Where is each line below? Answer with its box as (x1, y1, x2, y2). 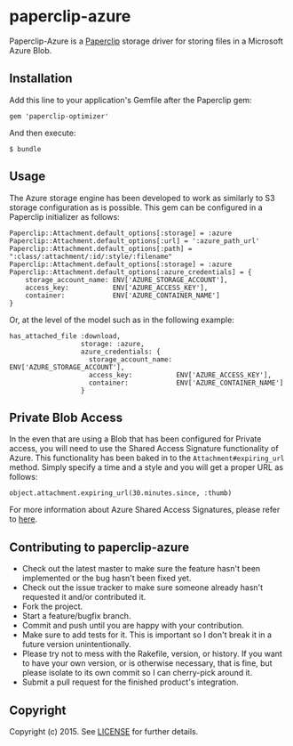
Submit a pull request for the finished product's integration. (21, 677, 239, 687)
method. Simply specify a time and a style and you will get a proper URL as (9, 462, 284, 473)
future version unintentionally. (21, 639, 131, 650)
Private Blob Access (9, 409, 123, 425)
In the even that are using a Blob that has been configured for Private (9, 434, 262, 444)
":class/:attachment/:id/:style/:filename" (9, 252, 173, 261)
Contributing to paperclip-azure (9, 539, 189, 555)
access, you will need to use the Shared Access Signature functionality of (9, 443, 279, 454)
